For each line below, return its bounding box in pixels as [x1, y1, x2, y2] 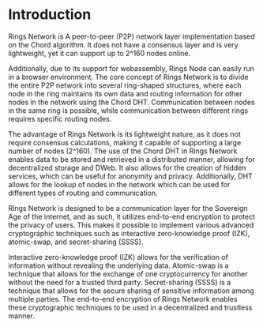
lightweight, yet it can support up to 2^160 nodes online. [8, 48, 191, 58]
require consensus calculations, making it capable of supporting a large [8, 137, 242, 147]
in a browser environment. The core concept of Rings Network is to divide [8, 72, 249, 81]
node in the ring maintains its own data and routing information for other [8, 88, 242, 98]
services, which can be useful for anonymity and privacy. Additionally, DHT [8, 171, 253, 181]
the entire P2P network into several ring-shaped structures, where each [8, 81, 242, 90]
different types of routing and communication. [8, 188, 158, 197]
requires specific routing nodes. [8, 114, 112, 123]
